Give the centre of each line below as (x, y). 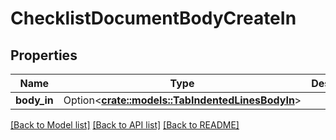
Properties (44, 55)
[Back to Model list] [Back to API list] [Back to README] (125, 125)
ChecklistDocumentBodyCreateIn (153, 18)
